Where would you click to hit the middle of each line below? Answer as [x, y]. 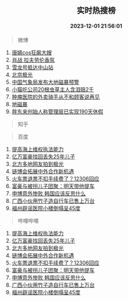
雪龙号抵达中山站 [32, 67]
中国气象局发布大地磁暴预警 [45, 82]
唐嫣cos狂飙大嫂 [32, 53]
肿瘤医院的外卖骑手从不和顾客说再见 [56, 97]
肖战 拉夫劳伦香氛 [33, 60]
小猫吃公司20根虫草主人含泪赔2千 [53, 89]
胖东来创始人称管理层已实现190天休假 [58, 112]
